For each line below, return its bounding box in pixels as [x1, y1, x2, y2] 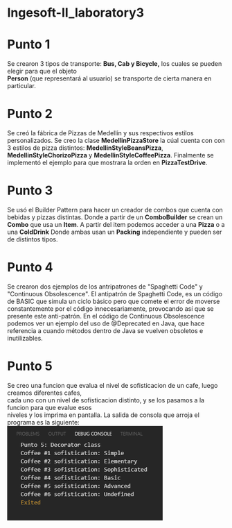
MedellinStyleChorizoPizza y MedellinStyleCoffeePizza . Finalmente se [7, 151, 214, 160]
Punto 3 [7, 182, 53, 198]
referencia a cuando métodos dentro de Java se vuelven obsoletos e [7, 326, 204, 334]
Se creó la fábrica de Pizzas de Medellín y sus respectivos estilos [7, 129, 194, 137]
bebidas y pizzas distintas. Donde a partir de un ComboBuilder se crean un [7, 213, 223, 221]
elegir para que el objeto [7, 67, 78, 76]
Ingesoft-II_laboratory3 [7, 5, 144, 21]
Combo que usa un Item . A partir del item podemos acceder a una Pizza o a [7, 221, 225, 228]
